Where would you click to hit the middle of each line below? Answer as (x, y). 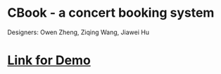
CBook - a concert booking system (111, 13)
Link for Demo (49, 60)
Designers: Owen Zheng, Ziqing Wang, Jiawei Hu (78, 32)
